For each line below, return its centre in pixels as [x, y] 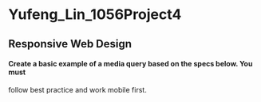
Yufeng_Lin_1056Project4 [95, 15]
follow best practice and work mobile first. [78, 89]
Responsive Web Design [70, 44]
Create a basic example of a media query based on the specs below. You [130, 64]
